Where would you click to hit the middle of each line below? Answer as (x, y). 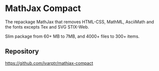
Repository (22, 51)
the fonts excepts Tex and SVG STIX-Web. (47, 27)
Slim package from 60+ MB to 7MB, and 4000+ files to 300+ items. (72, 36)
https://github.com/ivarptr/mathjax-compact (49, 63)
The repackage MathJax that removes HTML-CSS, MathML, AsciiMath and (79, 22)
